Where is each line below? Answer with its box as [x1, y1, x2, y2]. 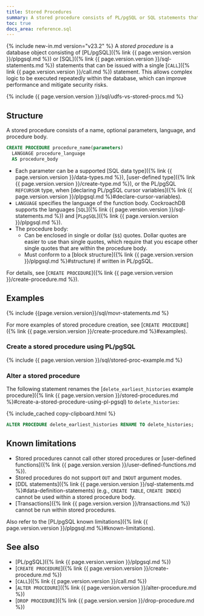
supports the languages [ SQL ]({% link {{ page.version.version [15, 206, 168, 213]
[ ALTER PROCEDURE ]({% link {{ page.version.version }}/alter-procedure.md [15, 584, 197, 591]
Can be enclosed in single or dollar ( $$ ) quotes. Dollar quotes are [24, 231, 187, 239]
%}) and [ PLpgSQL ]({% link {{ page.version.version [53, 212, 179, 219]
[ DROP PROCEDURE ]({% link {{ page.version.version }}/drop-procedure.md [15, 597, 194, 604]
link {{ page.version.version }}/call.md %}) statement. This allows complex [6, 68, 192, 76]
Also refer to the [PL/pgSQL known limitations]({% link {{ [6, 518, 148, 525]
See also [6, 542, 39, 552]
